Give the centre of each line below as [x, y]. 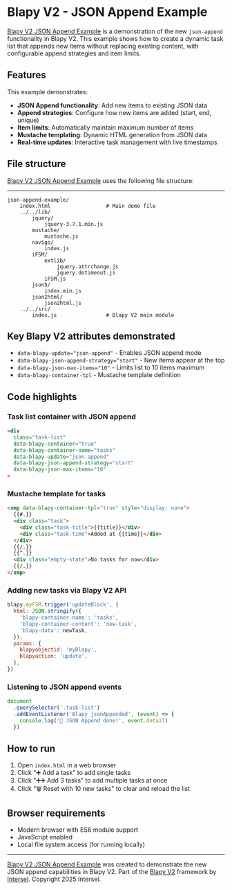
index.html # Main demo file [88, 206]
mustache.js [61, 236]
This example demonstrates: [48, 91]
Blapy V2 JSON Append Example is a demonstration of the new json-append [115, 31]
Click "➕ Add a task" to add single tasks [74, 773]
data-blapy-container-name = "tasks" [65, 450]
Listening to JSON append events [65, 687]
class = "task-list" [40, 437]
